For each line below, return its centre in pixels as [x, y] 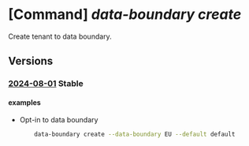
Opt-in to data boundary [59, 120]
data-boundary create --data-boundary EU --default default [135, 135]
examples [24, 102]
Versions [31, 61]
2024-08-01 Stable [46, 84]
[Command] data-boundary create [125, 15]
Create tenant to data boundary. [60, 36]
